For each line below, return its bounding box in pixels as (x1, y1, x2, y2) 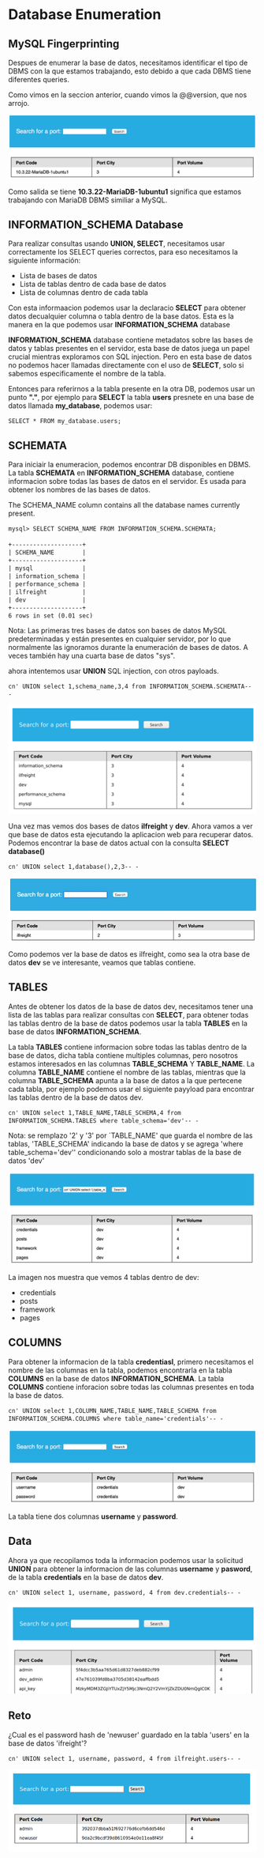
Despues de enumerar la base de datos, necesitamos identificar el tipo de (8, 58, 248, 67)
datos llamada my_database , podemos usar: (8, 401, 153, 410)
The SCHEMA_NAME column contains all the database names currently (8, 500, 240, 510)
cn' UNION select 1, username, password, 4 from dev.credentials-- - (8, 1588, 242, 1596)
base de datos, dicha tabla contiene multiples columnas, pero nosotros (8, 1050, 239, 1060)
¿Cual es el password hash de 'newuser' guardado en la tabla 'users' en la (8, 1730, 250, 1739)
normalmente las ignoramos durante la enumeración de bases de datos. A (8, 643, 248, 652)
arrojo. (8, 99, 30, 108)
